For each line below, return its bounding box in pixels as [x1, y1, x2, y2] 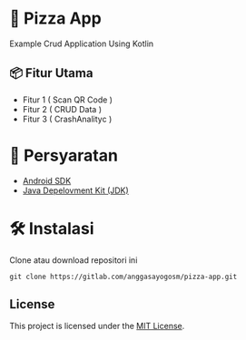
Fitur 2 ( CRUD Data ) [22, 103, 103, 114]
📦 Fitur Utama [9, 65, 93, 81]
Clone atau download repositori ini [9, 254, 138, 266]
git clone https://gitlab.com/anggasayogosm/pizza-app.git [9, 272, 238, 281]
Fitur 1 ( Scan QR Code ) [22, 94, 113, 105]
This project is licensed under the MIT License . [9, 321, 185, 332]
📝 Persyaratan [9, 145, 118, 166]
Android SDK [22, 175, 72, 186]
